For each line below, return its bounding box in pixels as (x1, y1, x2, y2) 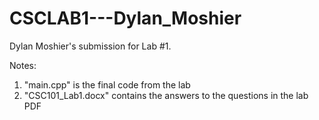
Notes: (9, 59, 37, 71)
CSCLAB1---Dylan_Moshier (9, 7, 242, 30)
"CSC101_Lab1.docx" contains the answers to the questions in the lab (23, 89, 309, 101)
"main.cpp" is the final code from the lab (23, 78, 191, 91)
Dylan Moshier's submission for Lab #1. (9, 40, 172, 52)
